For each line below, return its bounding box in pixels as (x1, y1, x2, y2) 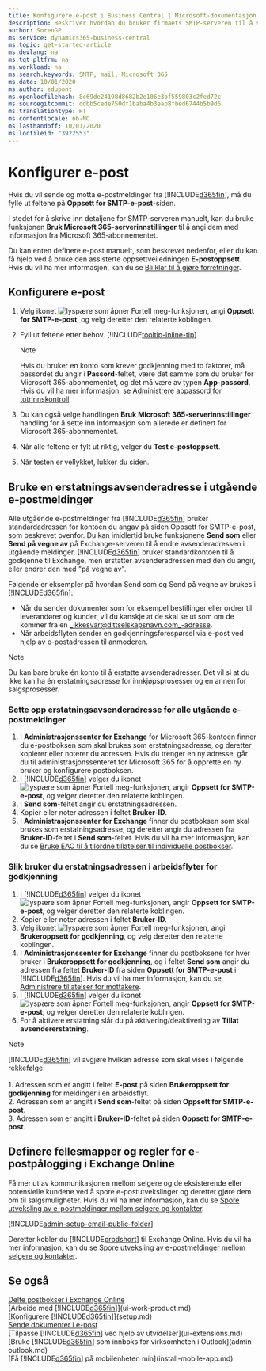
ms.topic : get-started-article (8, 41, 112, 49)
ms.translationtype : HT (8, 108, 87, 116)
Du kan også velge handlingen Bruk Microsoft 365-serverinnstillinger (19, 409, 251, 420)
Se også (8, 1274, 49, 1287)
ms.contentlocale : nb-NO (8, 115, 90, 123)
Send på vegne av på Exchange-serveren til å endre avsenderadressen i (8, 539, 245, 549)
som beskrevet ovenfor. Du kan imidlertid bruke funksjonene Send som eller (8, 531, 256, 540)
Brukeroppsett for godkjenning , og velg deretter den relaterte (19, 931, 223, 941)
